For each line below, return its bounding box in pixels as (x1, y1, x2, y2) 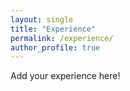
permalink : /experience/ (10, 33, 114, 43)
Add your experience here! (10, 70, 121, 82)
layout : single (10, 14, 74, 25)
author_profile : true (10, 42, 101, 53)
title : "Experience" (10, 24, 97, 34)
